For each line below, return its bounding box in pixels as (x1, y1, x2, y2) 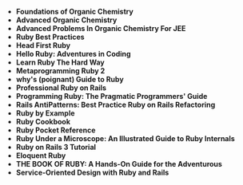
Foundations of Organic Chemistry (15, 7, 133, 16)
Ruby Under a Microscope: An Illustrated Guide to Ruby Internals (15, 134, 236, 143)
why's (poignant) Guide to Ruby (15, 75, 124, 84)
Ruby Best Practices (15, 32, 86, 41)
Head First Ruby (15, 41, 70, 50)
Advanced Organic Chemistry (15, 15, 118, 25)
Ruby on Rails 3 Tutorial (15, 143, 97, 152)
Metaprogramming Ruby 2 (15, 66, 106, 75)
